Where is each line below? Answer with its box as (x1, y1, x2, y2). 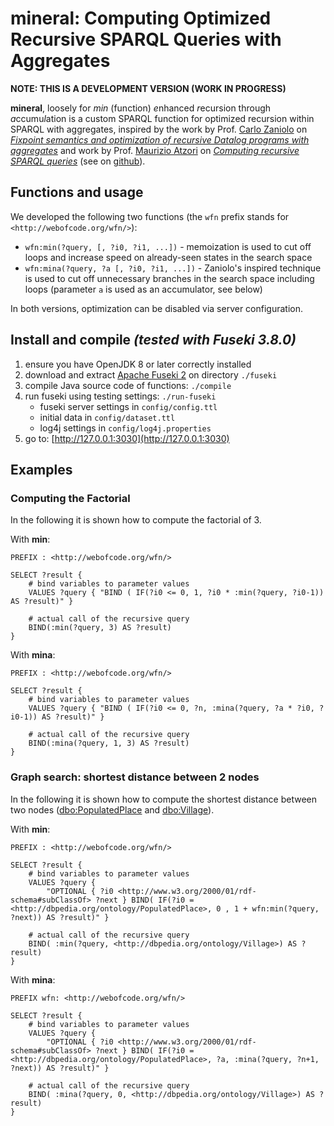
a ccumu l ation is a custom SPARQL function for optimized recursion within (10, 112, 315, 124)
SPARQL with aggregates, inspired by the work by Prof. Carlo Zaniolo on (10, 123, 308, 135)
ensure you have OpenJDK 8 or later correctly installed (24, 358, 252, 370)
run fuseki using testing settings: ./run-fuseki (24, 390, 217, 402)
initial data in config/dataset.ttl (39, 411, 176, 423)
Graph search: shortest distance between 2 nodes (10, 770, 260, 784)
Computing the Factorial (10, 491, 131, 505)
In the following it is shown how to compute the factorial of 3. (10, 514, 262, 526)
